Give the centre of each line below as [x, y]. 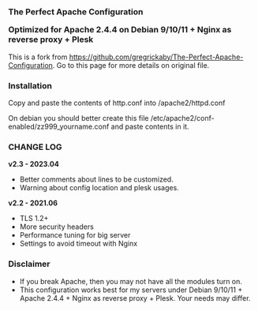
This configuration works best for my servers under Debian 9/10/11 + [131, 290]
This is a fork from [38, 57]
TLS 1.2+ [34, 219]
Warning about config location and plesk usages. [99, 188]
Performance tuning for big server [75, 235]
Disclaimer [29, 264]
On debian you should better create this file [79, 118]
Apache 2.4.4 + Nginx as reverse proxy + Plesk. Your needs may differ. [135, 298]
